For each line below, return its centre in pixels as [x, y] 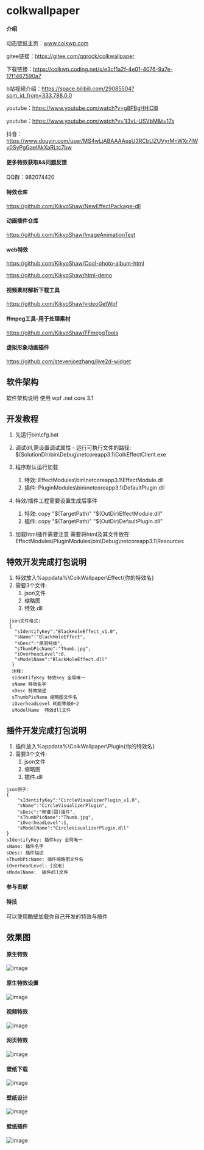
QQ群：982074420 [30, 177]
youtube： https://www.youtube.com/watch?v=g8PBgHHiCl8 [82, 108]
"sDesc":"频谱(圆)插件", [47, 812]
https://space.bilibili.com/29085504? [88, 89]
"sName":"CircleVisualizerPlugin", [62, 806]
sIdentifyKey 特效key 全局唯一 [49, 678]
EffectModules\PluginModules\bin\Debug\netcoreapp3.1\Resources [100, 541]
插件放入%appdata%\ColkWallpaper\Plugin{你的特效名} [85, 747]
